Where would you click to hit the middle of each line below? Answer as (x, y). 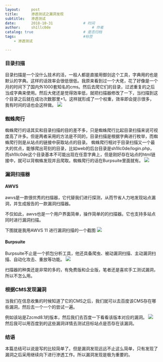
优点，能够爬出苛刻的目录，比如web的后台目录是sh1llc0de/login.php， (84, 148)
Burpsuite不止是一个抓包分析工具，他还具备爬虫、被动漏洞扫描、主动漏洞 (78, 253)
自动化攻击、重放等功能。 (39, 259)
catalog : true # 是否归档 (54, 32)
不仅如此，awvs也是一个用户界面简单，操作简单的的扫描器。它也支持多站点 (81, 214)
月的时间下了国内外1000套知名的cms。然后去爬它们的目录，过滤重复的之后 (80, 87)
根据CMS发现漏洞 (26, 289)
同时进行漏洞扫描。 (24, 220)
